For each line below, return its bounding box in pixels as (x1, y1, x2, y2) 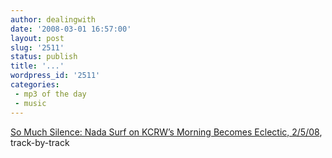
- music (14, 98, 47, 108)
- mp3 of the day (14, 89, 87, 99)
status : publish (10, 52, 78, 62)
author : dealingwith (10, 14, 97, 25)
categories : (10, 80, 60, 90)
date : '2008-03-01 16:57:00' (10, 24, 132, 34)
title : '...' (10, 61, 65, 71)
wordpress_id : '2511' (10, 71, 101, 81)
